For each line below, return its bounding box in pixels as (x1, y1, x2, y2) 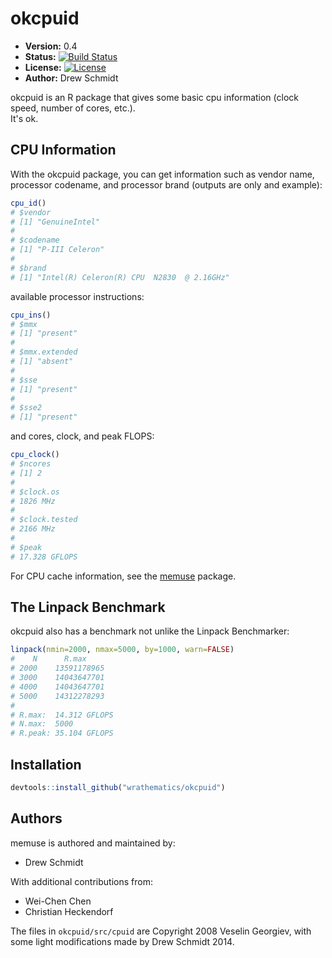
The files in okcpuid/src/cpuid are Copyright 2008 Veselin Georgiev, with (10, 925, 312, 937)
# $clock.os (10, 487, 60, 497)
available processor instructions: (10, 290, 145, 302)
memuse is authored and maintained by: (10, 837, 176, 849)
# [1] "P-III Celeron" (10, 245, 105, 255)
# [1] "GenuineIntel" (10, 217, 101, 227)
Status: (24, 50, 57, 62)
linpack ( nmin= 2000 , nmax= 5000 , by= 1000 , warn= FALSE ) (10, 645, 235, 655)
